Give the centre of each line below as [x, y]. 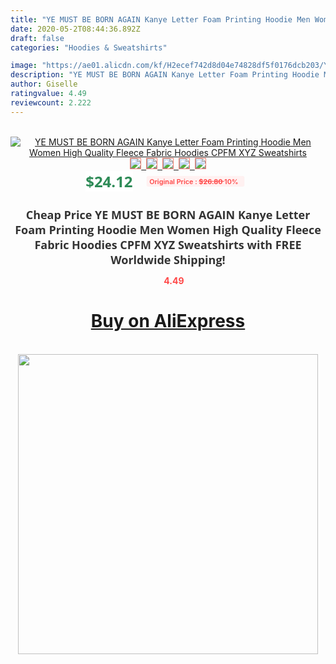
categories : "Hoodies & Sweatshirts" [89, 47]
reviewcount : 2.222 [51, 102]
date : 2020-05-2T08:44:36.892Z [75, 29]
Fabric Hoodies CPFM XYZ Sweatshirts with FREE [168, 244]
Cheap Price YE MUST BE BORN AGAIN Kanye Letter [168, 214]
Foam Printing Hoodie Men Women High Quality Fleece [168, 229]
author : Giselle [44, 84]
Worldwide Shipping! [168, 259]
